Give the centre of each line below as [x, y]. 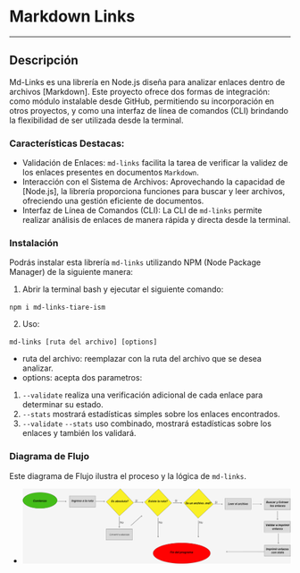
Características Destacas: [67, 143]
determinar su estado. [63, 405]
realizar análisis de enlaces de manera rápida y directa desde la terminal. [156, 220]
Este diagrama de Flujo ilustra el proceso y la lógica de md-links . [128, 475]
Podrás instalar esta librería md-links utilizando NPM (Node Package [135, 262]
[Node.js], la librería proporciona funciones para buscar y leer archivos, [154, 192]
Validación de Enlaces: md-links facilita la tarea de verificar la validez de [155, 163]
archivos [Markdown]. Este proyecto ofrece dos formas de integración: [140, 91]
